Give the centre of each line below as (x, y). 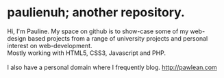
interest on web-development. (50, 45)
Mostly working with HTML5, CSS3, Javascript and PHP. (87, 53)
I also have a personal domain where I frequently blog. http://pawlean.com (112, 67)
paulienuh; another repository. (96, 13)
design (17, 38)
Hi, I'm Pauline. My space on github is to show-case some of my (98, 31)
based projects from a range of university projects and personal (118, 38)
